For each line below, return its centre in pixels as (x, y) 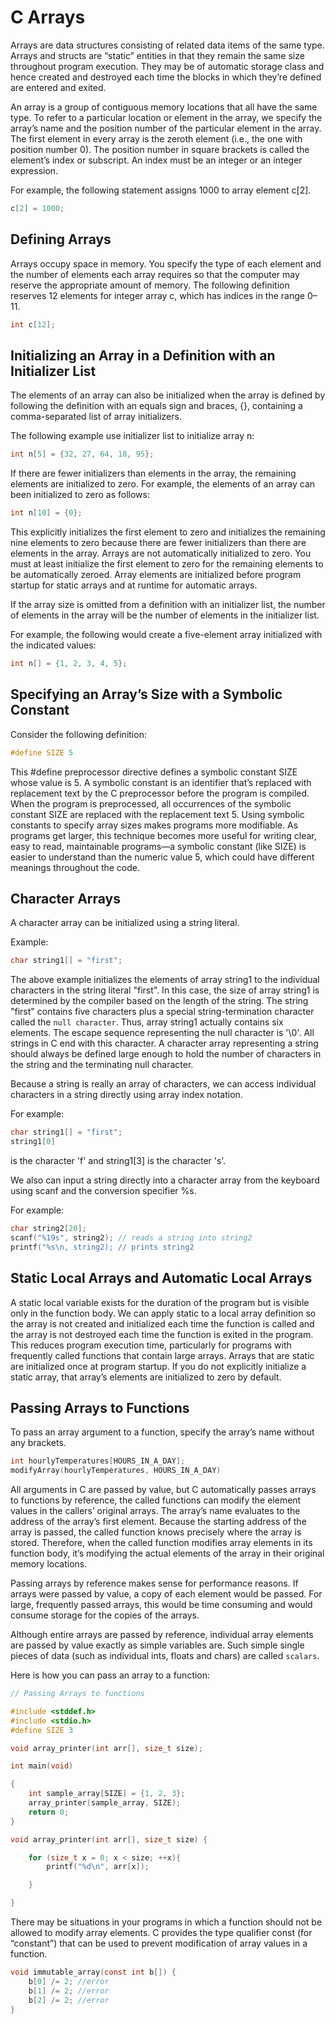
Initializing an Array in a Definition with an (143, 355)
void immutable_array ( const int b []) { (93, 1972)
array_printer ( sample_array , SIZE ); (105, 1803)
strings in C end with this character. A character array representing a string (164, 1043)
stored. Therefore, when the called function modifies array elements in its (161, 1543)
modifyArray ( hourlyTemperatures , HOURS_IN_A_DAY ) (116, 1471)
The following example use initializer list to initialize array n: (132, 436)
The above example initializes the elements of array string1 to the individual (165, 980)
